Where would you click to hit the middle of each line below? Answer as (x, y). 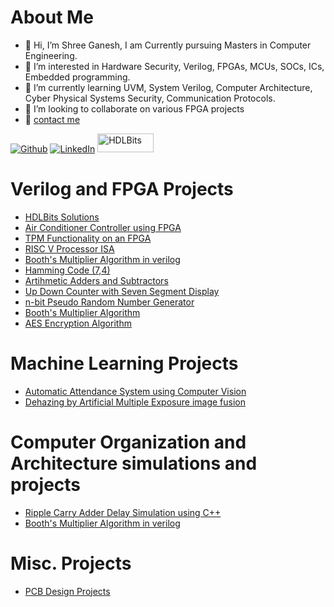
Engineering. (51, 55)
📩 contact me (52, 119)
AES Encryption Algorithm (78, 323)
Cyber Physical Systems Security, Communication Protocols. (150, 98)
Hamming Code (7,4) (67, 270)
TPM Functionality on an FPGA (88, 238)
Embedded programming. (77, 77)
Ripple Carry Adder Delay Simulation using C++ (123, 512)
